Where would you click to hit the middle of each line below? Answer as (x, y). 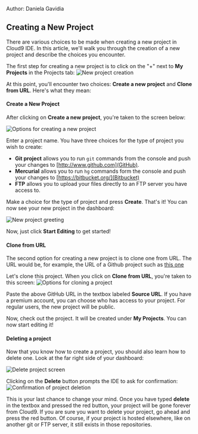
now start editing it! (30, 325)
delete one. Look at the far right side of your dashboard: (75, 358)
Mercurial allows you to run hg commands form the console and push (100, 171)
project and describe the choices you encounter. (66, 54)
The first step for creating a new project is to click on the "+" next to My (95, 66)
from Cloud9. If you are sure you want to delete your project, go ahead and (98, 412)
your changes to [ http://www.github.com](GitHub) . (77, 165)
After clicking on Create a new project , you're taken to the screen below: (96, 117)
